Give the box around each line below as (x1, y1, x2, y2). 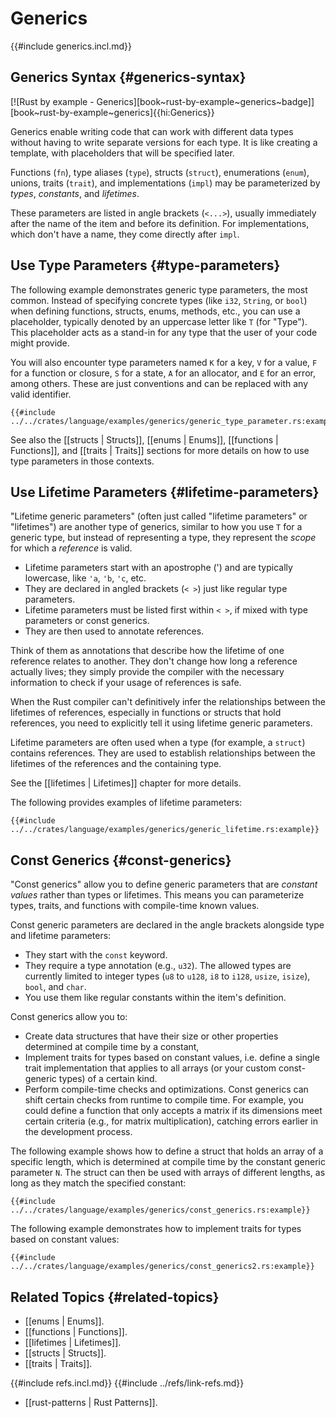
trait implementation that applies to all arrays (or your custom (24, 1062, 277, 1074)
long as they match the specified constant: (10, 1177, 187, 1189)
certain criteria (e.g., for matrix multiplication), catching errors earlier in (24, 1115, 318, 1127)
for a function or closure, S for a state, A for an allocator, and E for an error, (10, 367, 316, 379)
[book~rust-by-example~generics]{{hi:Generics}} (10, 106, 215, 118)
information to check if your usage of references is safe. (10, 677, 242, 689)
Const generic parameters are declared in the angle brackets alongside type (10, 919, 325, 931)
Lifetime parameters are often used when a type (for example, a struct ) (10, 737, 306, 749)
